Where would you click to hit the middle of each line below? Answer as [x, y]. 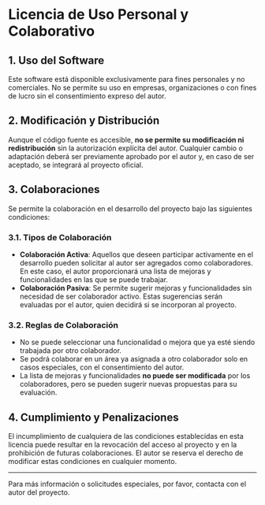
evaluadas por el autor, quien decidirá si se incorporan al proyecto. [128, 304]
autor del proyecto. [39, 492]
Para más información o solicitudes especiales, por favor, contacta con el [127, 484]
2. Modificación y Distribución [84, 121]
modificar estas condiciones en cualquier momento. [93, 462]
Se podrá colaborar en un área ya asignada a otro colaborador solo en [134, 359]
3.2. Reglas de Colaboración [63, 325]
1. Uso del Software [56, 60]
